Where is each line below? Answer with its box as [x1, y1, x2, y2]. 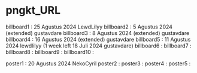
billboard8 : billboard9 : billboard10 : [5, 48, 94, 55]
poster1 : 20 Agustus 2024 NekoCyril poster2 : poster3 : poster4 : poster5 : [5, 60, 191, 67]
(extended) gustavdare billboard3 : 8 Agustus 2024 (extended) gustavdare [5, 29, 190, 36]
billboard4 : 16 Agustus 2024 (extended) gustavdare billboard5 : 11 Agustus [5, 36, 191, 43]
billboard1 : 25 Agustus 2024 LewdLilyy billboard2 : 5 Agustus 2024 [5, 23, 173, 30]
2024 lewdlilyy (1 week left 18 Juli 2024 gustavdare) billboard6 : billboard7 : [5, 42, 192, 49]
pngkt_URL [5, 4, 61, 17]
